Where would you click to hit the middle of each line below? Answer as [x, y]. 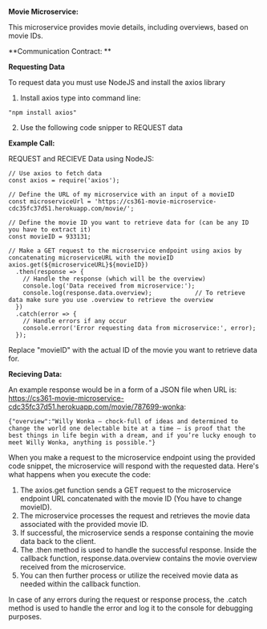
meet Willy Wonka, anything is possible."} [82, 443]
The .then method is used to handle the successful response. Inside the [138, 550]
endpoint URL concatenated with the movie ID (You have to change [131, 498]
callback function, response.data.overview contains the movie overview [139, 558]
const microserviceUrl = [50, 202]
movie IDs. [26, 36]
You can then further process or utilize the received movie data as [129, 575]
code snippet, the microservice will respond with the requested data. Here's [133, 466]
